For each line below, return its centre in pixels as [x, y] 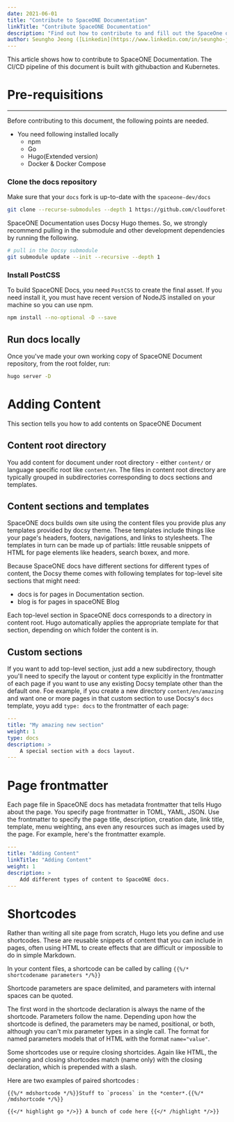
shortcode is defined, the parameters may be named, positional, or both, [111, 1024]
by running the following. [43, 238]
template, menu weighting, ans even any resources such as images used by [116, 827]
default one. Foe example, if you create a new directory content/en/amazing [116, 691]
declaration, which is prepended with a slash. [72, 1067]
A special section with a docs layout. [78, 751]
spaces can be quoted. [40, 996]
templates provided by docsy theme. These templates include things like [111, 531]
